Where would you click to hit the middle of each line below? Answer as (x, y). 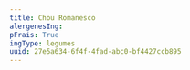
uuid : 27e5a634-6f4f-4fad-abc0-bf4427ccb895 (95, 52)
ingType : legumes (42, 43)
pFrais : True (34, 35)
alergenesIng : (37, 26)
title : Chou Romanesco (53, 18)
